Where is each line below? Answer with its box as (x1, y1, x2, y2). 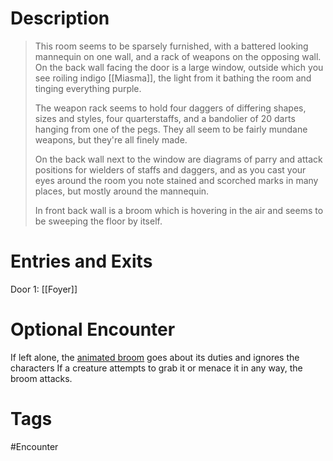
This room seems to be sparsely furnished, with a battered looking (34, 40, 309, 52)
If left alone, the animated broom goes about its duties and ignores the (10, 351, 300, 363)
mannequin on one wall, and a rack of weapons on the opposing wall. (34, 50, 322, 62)
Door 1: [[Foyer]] (10, 283, 78, 295)
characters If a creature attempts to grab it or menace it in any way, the (10, 362, 303, 374)
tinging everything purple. (34, 82, 142, 94)
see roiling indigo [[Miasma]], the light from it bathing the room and (34, 72, 312, 84)
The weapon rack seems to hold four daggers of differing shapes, (34, 102, 307, 114)
